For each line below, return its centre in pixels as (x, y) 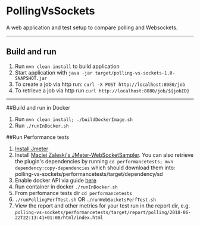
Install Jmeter (32, 148)
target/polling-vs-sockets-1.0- (135, 73)
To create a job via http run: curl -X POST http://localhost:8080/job (100, 84)
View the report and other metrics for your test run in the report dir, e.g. (102, 205)
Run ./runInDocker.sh (42, 125)
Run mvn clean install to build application (67, 66)
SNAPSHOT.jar (31, 78)
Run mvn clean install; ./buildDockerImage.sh (74, 119)
